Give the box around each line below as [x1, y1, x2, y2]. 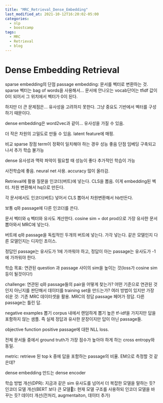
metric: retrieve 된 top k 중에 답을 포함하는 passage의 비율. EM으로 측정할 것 [5, 353, 153, 359]
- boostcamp [9, 25, 34, 30]
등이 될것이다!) [5, 271, 33, 277]
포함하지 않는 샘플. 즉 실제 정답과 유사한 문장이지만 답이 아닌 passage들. [5, 316, 143, 322]
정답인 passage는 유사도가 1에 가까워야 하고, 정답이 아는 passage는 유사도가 [5, 248, 151, 254]
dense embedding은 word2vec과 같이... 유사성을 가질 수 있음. [5, 120, 125, 126]
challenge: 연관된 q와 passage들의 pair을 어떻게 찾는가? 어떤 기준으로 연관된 [5, 281, 152, 287]
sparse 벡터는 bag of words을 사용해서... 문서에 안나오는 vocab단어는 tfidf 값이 [5, 87, 158, 93]
